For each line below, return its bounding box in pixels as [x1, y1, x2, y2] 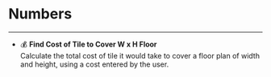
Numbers [8, 5, 73, 23]
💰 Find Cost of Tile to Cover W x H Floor [19, 39, 157, 49]
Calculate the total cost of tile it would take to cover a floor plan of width [19, 51, 261, 60]
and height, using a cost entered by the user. [19, 59, 169, 69]
